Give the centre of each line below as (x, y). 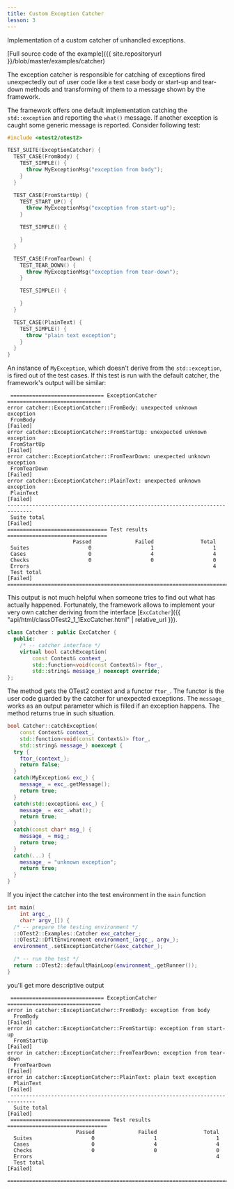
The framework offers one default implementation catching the (97, 110)
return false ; (40, 765)
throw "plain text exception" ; (71, 335)
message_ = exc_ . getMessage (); (65, 784)
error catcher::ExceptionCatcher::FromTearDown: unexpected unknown (109, 457)
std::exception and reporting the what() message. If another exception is (112, 117)
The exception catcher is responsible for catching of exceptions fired (106, 75)
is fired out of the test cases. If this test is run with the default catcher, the (113, 375)
